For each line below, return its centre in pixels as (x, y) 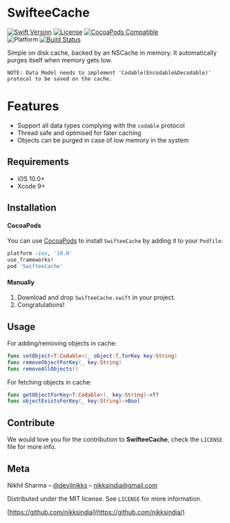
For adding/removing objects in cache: (62, 343)
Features (33, 106)
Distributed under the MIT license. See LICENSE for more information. (105, 498)
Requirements (38, 162)
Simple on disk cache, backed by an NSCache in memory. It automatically (112, 53)
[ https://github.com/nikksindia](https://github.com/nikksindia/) (96, 512)
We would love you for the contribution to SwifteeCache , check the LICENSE (115, 440)
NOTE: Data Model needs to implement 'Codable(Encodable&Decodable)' (109, 73)
